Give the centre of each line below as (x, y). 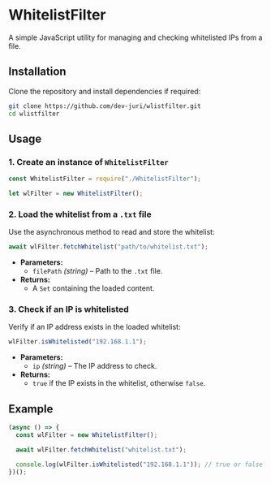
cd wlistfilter (34, 114)
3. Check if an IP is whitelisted (69, 309)
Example (31, 409)
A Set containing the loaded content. (93, 288)
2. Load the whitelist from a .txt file (80, 214)
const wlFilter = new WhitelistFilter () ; (87, 435)
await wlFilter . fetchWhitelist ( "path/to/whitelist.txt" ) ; (108, 247)
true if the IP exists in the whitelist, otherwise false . (119, 383)
